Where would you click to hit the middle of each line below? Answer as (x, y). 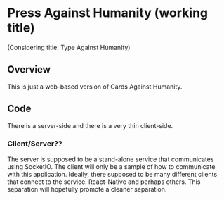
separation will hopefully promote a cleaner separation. (87, 189)
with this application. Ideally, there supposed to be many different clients (112, 174)
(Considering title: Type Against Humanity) (69, 47)
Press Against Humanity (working (108, 13)
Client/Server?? (35, 144)
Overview (29, 69)
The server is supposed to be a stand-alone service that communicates (111, 159)
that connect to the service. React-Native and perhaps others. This (104, 182)
